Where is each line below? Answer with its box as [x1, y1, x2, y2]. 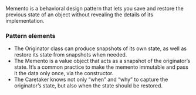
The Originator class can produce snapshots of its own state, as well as [13, 45, 187, 52]
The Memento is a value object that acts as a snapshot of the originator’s [13, 58, 191, 65]
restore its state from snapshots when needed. [13, 51, 127, 58]
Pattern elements [5, 31, 56, 40]
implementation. [5, 17, 45, 24]
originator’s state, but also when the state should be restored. [13, 82, 163, 89]
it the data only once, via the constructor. [13, 70, 114, 77]
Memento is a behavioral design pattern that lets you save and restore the [5, 5, 184, 12]
